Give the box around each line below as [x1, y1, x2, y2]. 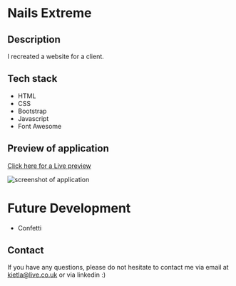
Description [7, 33, 61, 46]
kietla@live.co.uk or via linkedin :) [7, 270, 106, 279]
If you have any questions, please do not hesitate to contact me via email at [7, 263, 230, 272]
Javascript [17, 114, 49, 122]
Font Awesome [17, 122, 62, 130]
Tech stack [7, 73, 58, 85]
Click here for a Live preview [7, 161, 91, 170]
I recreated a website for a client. [7, 52, 105, 60]
